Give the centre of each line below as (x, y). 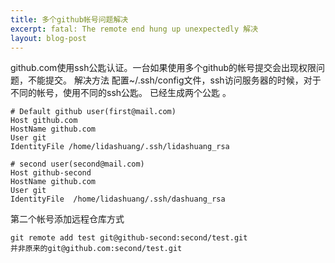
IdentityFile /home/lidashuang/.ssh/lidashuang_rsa (120, 147)
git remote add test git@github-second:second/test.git (129, 238)
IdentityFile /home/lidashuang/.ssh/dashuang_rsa (118, 199)
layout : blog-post (48, 38)
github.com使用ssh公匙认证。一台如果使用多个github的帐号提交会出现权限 (163, 68)
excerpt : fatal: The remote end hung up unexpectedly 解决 (134, 29)
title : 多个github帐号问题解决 (69, 19)
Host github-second (51, 173)
